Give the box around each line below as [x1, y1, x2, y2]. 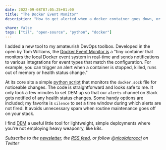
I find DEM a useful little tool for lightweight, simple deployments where [5, 120, 151, 126]
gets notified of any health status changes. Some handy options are [5, 95, 144, 101]
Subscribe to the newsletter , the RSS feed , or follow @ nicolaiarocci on [5, 135, 149, 141]
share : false [5, 25, 32, 30]
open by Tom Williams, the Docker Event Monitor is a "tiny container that [5, 49, 154, 55]
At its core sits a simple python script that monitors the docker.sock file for [5, 79, 157, 85]
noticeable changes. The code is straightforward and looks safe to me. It [5, 84, 154, 90]
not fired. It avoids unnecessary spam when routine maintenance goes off [5, 106, 156, 112]
